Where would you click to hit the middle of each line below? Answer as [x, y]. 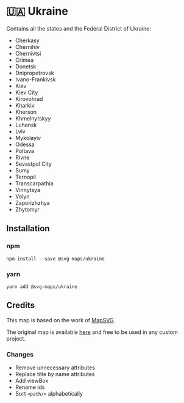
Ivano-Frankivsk [35, 79]
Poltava [25, 150]
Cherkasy [27, 40]
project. [16, 338]
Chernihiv [27, 46]
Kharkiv [25, 105]
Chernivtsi [28, 53]
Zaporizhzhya [32, 202]
